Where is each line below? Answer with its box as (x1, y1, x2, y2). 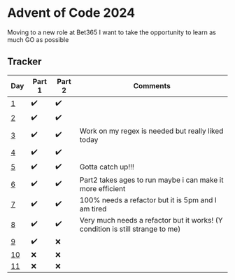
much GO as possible (7, 35, 69, 43)
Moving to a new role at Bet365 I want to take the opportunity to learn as (7, 28, 217, 36)
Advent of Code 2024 (7, 5, 135, 21)
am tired (79, 204, 107, 213)
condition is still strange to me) (79, 224, 181, 234)
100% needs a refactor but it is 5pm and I (79, 195, 217, 204)
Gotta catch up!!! (79, 162, 135, 172)
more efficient (79, 183, 126, 193)
